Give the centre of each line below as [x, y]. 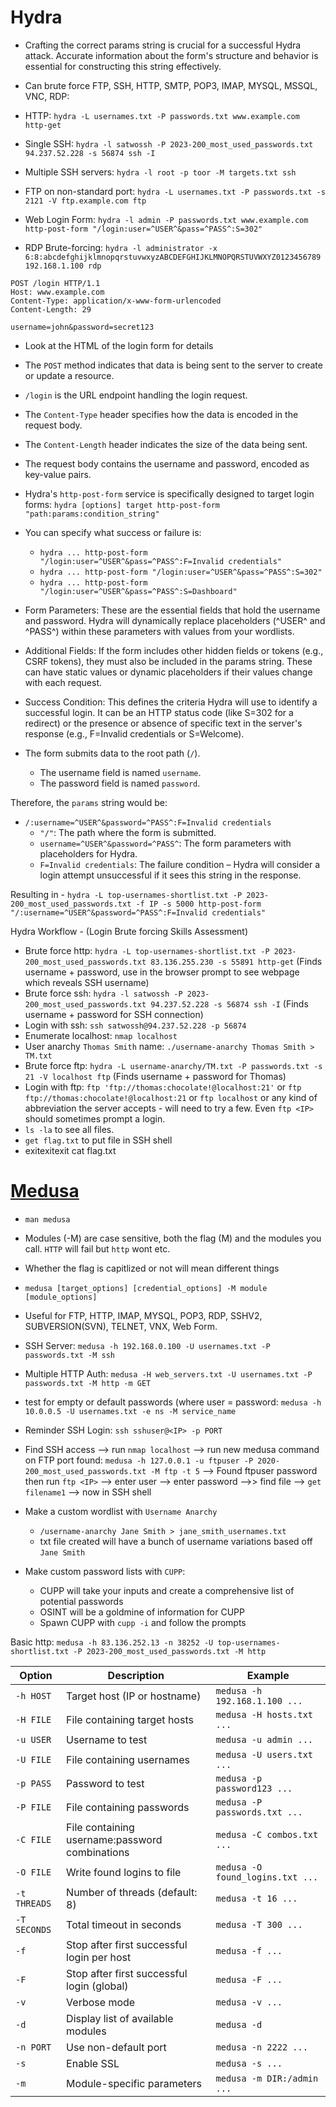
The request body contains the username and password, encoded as [167, 463]
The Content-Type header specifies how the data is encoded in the [161, 414]
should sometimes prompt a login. [95, 1118]
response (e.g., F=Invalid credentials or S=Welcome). [134, 733]
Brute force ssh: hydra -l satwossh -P [103, 993]
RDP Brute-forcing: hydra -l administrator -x [121, 247]
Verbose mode [101, 2002]
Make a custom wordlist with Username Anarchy [121, 1511]
